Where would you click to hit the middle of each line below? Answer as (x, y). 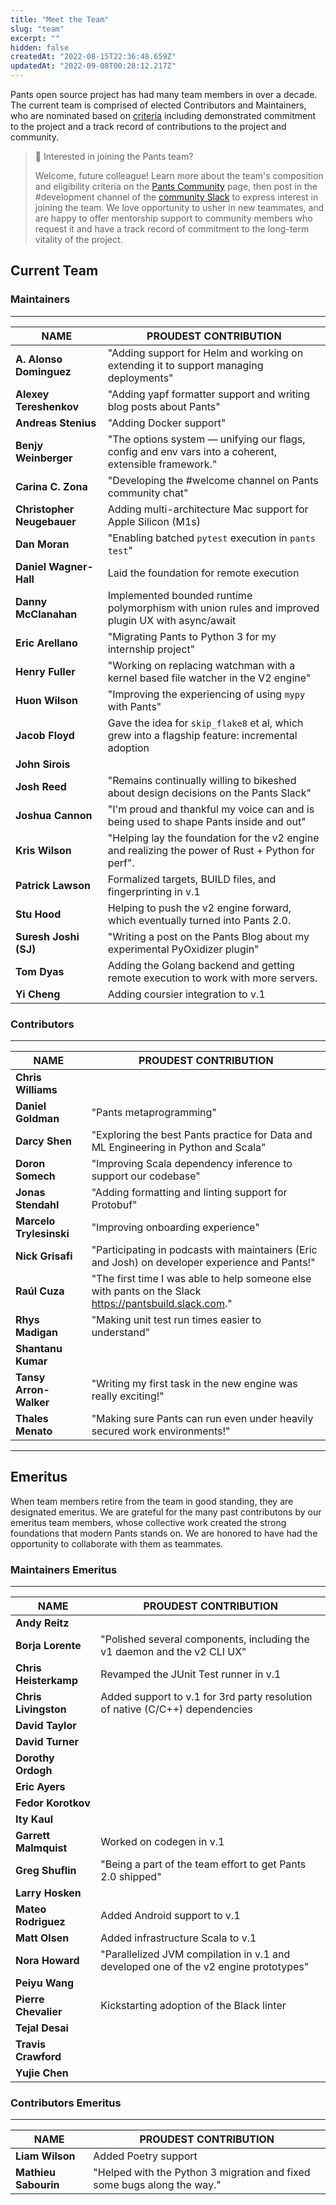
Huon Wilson (46, 700)
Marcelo (35, 1221)
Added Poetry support (145, 2156)
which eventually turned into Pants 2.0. (199, 920)
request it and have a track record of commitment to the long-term (172, 229)
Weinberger (44, 458)
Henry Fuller (45, 671)
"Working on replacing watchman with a (201, 665)
